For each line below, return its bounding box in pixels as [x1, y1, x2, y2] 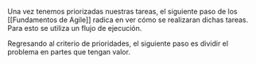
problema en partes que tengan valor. [7, 47, 130, 56]
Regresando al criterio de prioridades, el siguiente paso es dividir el [7, 39, 228, 48]
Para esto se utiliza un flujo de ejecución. [7, 24, 142, 32]
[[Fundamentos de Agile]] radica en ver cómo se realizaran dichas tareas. [7, 15, 249, 24]
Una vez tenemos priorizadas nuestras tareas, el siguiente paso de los [7, 7, 238, 16]
